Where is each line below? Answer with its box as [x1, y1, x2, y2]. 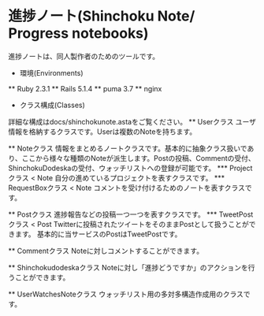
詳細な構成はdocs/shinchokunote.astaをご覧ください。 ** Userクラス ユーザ [8, 117, 256, 126]
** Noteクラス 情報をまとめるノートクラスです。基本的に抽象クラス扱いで [8, 143, 247, 153]
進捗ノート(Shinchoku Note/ [8, 7, 195, 25]
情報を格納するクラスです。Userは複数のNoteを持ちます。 [8, 127, 197, 136]
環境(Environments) [19, 68, 84, 77]
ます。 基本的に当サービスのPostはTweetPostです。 [14, 229, 182, 239]
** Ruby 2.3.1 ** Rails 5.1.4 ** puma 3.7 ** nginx [8, 84, 162, 93]
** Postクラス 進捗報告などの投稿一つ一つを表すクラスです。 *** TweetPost [8, 210, 254, 219]
